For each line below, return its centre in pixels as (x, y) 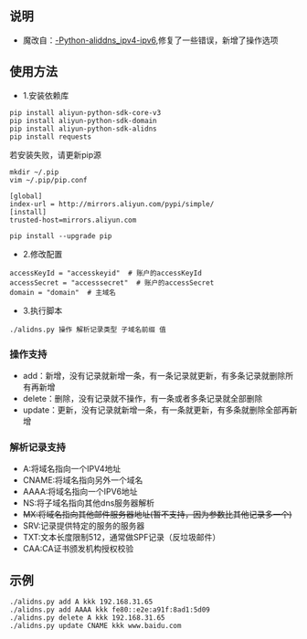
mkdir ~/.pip (34, 172)
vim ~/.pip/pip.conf (49, 180)
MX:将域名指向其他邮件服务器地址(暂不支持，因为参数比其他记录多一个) (157, 515)
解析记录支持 (38, 447)
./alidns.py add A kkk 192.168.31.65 (81, 602)
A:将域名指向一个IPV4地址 (72, 469)
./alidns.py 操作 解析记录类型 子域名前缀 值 (88, 330)
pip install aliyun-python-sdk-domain (83, 120)
